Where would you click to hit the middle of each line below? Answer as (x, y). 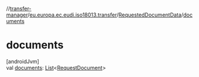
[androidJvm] (23, 61)
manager (17, 15)
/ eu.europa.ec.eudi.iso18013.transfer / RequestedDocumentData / (105, 15)
